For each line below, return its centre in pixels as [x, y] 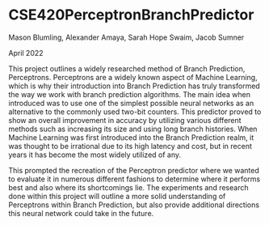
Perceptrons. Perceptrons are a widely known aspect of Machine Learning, [133, 77]
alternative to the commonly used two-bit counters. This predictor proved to [135, 112]
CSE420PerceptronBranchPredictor [131, 15]
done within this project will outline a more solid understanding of [117, 196]
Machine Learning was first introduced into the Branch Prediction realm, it [131, 137]
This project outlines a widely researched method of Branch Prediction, [127, 68]
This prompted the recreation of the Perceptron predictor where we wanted [134, 170]
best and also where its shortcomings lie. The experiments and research [128, 187]
